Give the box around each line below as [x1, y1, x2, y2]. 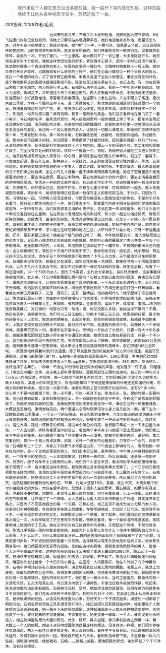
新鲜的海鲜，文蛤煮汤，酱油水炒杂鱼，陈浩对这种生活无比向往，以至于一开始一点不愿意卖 [5, 217, 160, 222]
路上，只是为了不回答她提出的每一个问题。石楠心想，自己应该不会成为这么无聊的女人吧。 [5, 502, 160, 507]
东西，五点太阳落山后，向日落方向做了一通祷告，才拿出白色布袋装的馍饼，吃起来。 [16, 581, 160, 586]
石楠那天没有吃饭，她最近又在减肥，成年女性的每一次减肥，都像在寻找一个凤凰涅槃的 [12, 259, 160, 264]
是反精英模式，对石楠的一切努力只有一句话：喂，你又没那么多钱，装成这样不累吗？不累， [5, 307, 160, 312]
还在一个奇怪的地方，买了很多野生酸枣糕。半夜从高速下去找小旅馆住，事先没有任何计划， [5, 74, 160, 79]
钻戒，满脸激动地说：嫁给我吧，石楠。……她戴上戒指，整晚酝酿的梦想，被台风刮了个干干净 [5, 639, 161, 644]
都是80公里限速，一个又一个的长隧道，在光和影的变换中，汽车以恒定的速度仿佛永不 [12, 412, 157, 417]
